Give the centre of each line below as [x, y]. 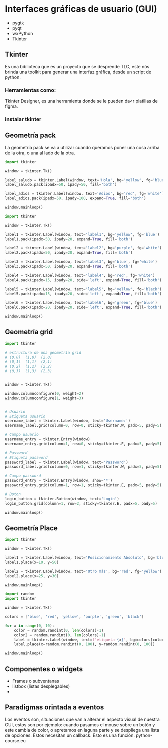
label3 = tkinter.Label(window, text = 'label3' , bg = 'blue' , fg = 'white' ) [81, 262]
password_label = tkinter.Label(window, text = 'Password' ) [67, 462]
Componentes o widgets [44, 669]
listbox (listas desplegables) [41, 686]
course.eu [15, 740]
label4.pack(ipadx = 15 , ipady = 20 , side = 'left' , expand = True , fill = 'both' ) [84, 280]
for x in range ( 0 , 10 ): [30, 626]
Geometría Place [32, 528]
